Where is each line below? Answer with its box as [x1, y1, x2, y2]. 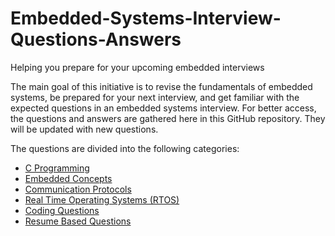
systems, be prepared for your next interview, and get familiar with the [10, 91, 300, 103]
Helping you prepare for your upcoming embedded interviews [10, 61, 265, 73]
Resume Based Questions [24, 215, 132, 227]
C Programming [24, 162, 90, 174]
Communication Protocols [24, 183, 132, 195]
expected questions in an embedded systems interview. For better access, [10, 102, 317, 114]
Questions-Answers [10, 28, 182, 51]
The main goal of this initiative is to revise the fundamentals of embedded [10, 80, 313, 92]
